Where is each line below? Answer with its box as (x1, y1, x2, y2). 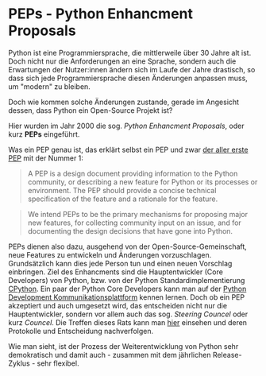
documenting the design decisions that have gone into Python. (27, 226, 233, 235)
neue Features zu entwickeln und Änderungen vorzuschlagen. (8, 250, 212, 259)
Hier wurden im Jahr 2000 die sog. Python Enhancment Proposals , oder (8, 121, 245, 130)
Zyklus (8, 359, 30, 368)
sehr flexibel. (37, 359, 79, 368)
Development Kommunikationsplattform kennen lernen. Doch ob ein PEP (8, 292, 245, 302)
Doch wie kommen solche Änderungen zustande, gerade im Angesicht (8, 97, 240, 107)
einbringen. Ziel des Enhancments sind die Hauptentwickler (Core (8, 267, 224, 277)
